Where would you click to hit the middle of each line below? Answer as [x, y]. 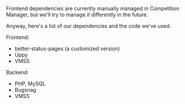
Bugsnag [25, 90]
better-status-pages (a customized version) [67, 48]
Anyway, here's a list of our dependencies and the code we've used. [89, 26]
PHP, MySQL [30, 84]
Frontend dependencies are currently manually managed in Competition [93, 8]
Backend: [18, 72]
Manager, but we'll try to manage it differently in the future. [77, 15]
